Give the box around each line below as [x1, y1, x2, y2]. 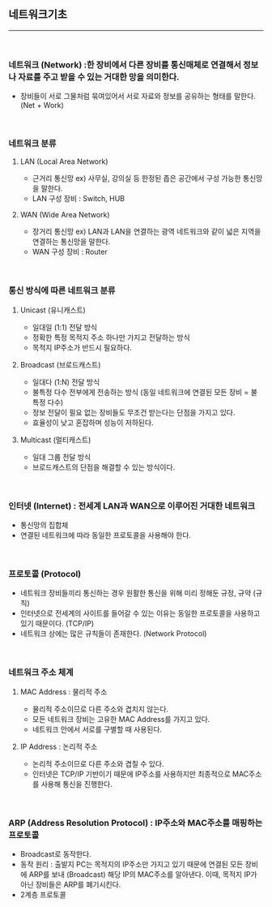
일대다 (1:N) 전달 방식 [32, 376, 100, 387]
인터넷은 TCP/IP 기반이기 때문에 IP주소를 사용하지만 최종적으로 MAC [32, 769, 249, 779]
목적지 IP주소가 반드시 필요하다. [32, 342, 132, 352]
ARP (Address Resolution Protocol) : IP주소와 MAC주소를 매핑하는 [8, 817, 263, 828]
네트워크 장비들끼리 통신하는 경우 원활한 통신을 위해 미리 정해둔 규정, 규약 [19, 588, 252, 598]
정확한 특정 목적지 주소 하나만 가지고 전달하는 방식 [32, 332, 190, 342]
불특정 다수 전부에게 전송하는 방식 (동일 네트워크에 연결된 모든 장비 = [32, 387, 249, 397]
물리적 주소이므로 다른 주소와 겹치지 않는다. [32, 704, 169, 714]
